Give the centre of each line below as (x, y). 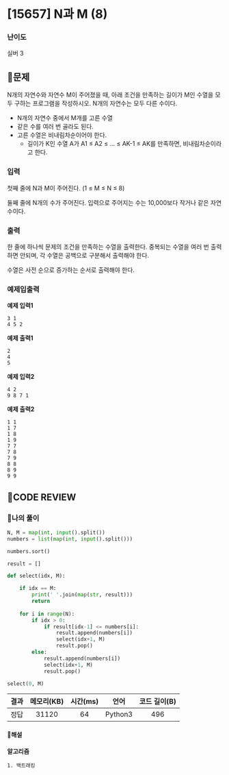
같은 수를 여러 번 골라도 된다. (55, 127)
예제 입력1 (20, 306)
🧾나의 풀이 (23, 518)
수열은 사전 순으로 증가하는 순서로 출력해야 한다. (71, 270)
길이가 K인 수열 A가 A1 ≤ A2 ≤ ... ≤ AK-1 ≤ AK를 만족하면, (104, 144)
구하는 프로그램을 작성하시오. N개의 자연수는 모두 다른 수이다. (96, 103)
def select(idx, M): (37, 576)
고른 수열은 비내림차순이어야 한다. (62, 135)
